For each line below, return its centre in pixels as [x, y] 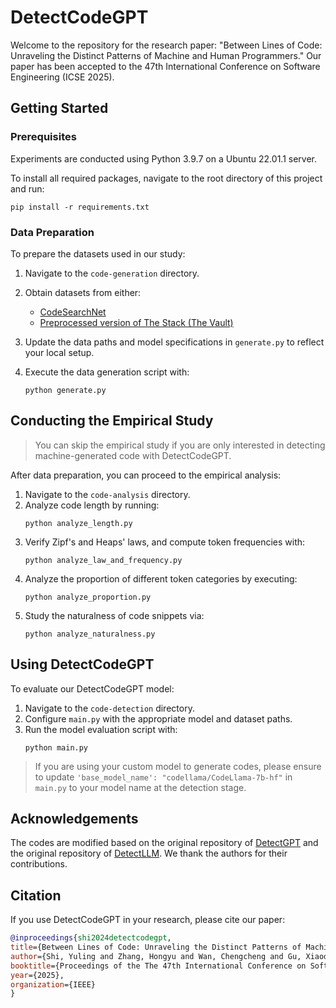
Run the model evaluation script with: [101, 729]
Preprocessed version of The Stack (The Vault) [136, 322]
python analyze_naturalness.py [90, 634]
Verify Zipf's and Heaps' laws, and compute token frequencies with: [165, 542]
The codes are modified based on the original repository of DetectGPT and [164, 843]
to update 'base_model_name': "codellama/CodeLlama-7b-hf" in [163, 777]
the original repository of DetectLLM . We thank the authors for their [149, 853]
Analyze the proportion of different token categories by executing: [161, 578]
